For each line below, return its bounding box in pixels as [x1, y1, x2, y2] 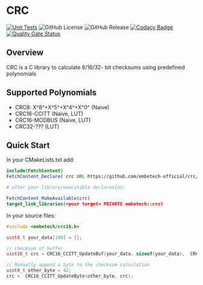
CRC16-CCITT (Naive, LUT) [14, 110, 83, 117]
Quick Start [6, 140, 50, 150]
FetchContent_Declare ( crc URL [6, 173, 85, 180]
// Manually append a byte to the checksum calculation [6, 262, 150, 268]
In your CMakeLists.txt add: [6, 156, 75, 164]
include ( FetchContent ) [6, 168, 63, 174]
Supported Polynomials [6, 88, 97, 98]
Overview [6, 48, 44, 58]
